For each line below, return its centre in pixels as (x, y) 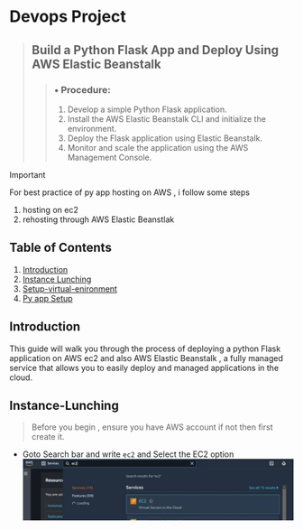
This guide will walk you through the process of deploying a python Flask (145, 349)
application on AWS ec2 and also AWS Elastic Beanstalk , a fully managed (147, 358)
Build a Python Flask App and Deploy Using (155, 50)
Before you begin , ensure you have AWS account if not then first (152, 427)
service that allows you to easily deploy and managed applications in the (144, 367)
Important (28, 174)
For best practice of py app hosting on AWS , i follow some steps (130, 192)
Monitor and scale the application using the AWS (158, 147)
